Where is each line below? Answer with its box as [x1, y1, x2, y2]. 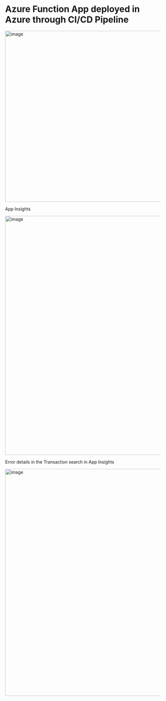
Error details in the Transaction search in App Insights [5, 459, 115, 465]
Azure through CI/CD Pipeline [5, 14, 129, 25]
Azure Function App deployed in [5, 3, 140, 15]
